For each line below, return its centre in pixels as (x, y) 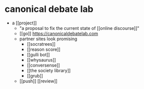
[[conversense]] (43, 65)
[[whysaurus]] (41, 60)
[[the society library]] (49, 70)
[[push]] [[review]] (38, 81)
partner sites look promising (48, 39)
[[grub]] (35, 76)
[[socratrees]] (41, 44)
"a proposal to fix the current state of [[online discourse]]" (79, 28)
